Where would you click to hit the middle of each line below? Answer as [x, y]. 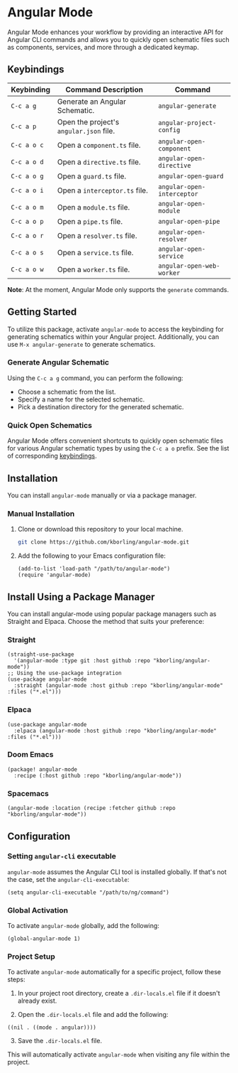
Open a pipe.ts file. [90, 221]
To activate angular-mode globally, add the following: [83, 926]
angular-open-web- [189, 266]
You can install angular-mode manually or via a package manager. [102, 495]
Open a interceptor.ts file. [103, 190]
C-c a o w [27, 269]
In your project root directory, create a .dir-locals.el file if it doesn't [119, 993]
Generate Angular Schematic [58, 362]
